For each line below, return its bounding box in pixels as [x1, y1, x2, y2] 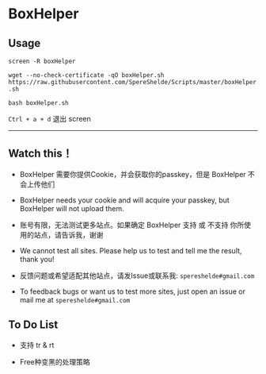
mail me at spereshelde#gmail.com [19, 295, 131, 304]
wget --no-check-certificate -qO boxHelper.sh [8, 71, 165, 79]
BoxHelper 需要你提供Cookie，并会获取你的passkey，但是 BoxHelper [19, 169, 247, 179]
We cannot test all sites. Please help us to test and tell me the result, [19, 245, 242, 255]
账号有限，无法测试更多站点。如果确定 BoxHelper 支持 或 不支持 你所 [19, 220, 245, 229]
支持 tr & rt [19, 340, 55, 349]
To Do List [8, 318, 59, 332]
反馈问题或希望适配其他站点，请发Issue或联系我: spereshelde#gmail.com [19, 271, 255, 280]
